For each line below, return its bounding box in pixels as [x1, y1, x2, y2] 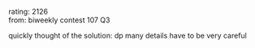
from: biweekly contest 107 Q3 [8, 15, 110, 25]
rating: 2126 [8, 7, 49, 16]
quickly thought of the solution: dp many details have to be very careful [8, 31, 248, 40]
